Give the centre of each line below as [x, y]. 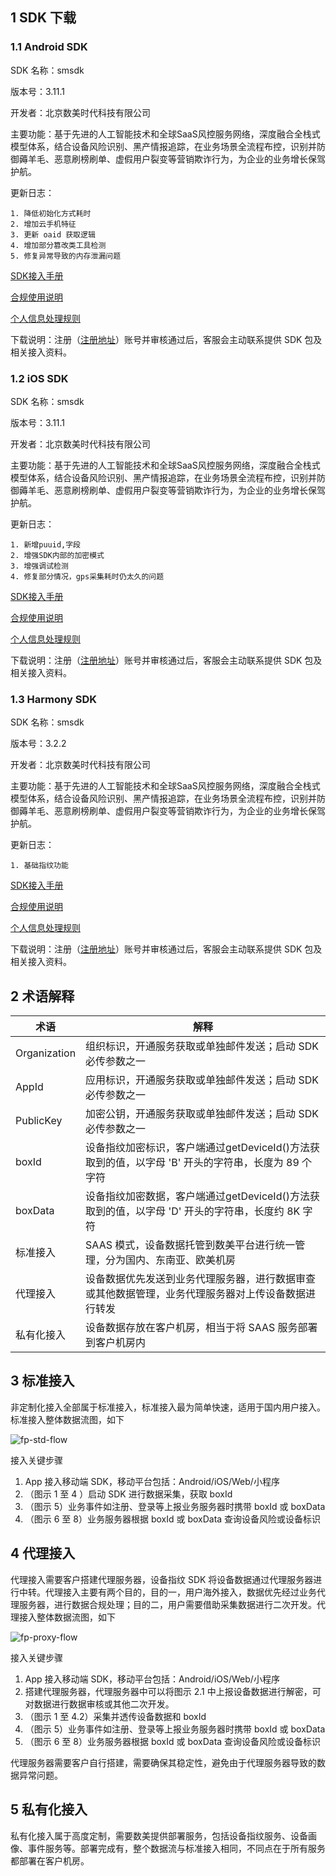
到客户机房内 [116, 1343]
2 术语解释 [42, 996]
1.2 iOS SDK [39, 378]
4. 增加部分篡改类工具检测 [58, 245]
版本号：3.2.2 [38, 744]
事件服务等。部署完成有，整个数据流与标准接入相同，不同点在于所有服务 [176, 1848]
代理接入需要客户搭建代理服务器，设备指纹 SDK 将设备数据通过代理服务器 [162, 1579]
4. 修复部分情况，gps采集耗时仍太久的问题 [87, 576]
